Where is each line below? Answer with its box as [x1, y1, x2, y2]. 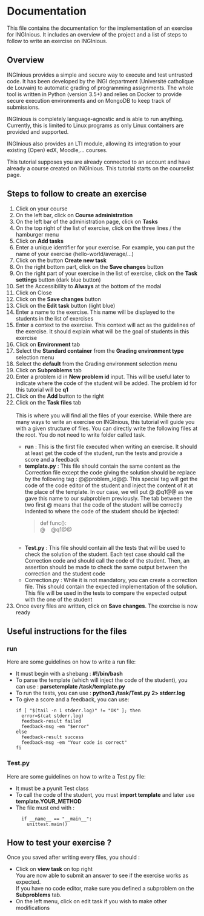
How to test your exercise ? [7, 838, 112, 848]
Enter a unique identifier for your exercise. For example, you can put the [15, 243, 196, 251]
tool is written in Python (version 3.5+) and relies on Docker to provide [7, 90, 182, 98]
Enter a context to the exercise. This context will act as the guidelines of [15, 321, 196, 328]
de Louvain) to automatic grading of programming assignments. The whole [7, 84, 194, 91]
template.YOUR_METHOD [15, 797, 82, 805]
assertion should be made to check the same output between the [24, 563, 188, 571]
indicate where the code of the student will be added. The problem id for [15, 379, 197, 387]
